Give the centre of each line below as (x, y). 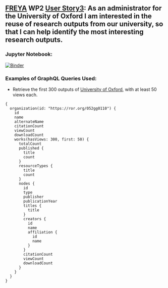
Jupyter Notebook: (29, 54)
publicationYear (40, 201)
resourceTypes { (36, 166)
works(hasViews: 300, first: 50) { (52, 139)
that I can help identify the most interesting (74, 32)
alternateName (29, 122)
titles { (33, 206)
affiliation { (42, 232)
